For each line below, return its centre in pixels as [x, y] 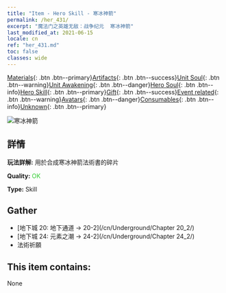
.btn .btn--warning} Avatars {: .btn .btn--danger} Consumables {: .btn [102, 99]
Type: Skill [22, 189]
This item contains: [49, 267]
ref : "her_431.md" [33, 45]
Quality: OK [24, 176]
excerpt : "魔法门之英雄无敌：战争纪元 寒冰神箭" [71, 26]
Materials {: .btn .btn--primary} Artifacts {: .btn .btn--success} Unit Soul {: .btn [114, 77]
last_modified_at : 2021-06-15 [50, 33]
